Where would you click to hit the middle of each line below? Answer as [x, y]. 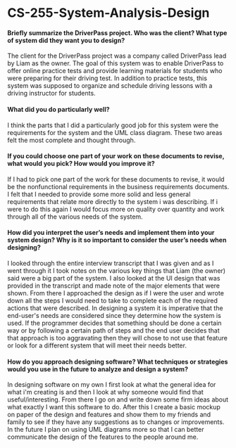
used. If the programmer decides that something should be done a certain [114, 323]
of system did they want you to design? [66, 40]
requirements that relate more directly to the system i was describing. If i [113, 201]
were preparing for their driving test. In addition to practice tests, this [107, 78]
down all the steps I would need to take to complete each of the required [113, 301]
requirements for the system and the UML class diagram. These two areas [115, 132]
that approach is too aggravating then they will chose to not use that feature [117, 338]
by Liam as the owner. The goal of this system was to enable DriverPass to [116, 63]
